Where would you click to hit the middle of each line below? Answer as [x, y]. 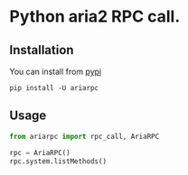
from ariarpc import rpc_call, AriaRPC [85, 136]
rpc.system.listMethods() [58, 161]
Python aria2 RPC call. [95, 17]
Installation [42, 50]
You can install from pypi [56, 71]
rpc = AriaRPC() [40, 152]
